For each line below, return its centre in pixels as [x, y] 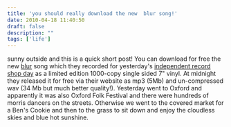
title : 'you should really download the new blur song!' [92, 13]
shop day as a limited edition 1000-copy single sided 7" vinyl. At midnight [112, 74]
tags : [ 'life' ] [29, 39]
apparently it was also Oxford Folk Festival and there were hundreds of [108, 96]
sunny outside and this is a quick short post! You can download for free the [114, 59]
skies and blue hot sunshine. [48, 117]
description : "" [30, 33]
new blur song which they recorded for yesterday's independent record [109, 66]
